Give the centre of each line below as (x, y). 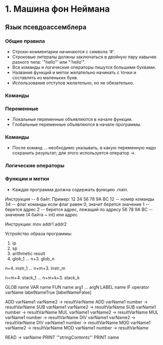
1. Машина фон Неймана (58, 9)
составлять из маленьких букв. (45, 77)
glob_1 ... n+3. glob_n (33, 258)
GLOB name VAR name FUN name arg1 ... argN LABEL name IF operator (77, 287)
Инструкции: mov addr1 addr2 (36, 224)
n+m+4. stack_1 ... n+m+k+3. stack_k (42, 277)
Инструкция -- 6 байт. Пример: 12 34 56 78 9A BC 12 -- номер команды (80, 199)
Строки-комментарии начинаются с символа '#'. (63, 51)
